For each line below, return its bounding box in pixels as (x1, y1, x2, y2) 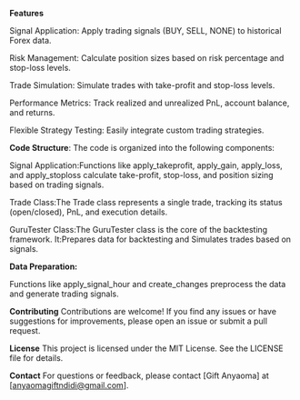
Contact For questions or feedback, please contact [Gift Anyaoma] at (9, 370, 270, 381)
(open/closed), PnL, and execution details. (9, 206, 168, 217)
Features (9, 8, 44, 18)
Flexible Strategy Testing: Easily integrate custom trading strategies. (9, 125, 265, 135)
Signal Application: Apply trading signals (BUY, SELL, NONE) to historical (9, 25, 282, 35)
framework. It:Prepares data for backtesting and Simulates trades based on (9, 234, 292, 245)
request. (9, 325, 41, 335)
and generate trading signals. (9, 288, 120, 299)
